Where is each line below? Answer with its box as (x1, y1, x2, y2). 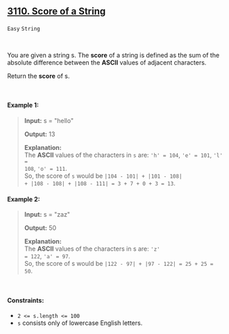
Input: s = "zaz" (24, 210, 71, 219)
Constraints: (7, 296, 44, 304)
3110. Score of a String (7, 6, 106, 17)
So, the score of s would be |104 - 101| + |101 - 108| (24, 172, 183, 180)
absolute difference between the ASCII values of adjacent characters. (7, 58, 207, 67)
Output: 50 (24, 224, 57, 232)
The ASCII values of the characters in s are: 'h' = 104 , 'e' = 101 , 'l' (24, 151, 223, 159)
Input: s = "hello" (24, 117, 74, 125)
